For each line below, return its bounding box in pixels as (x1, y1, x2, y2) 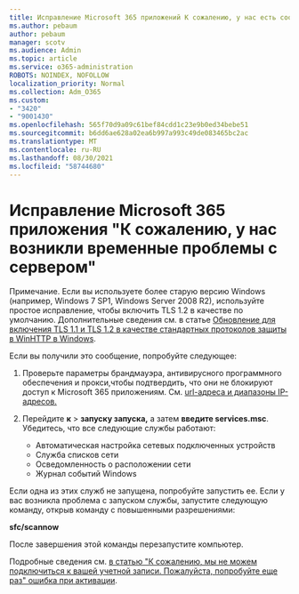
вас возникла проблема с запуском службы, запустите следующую (9, 495, 269, 506)
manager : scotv (9, 37, 66, 47)
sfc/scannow (9, 522, 60, 533)
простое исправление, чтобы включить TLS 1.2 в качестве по (9, 305, 244, 316)
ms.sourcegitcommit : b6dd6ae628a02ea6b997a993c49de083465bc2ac (9, 129, 249, 138)
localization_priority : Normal (9, 79, 125, 88)
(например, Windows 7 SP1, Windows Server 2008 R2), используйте (9, 295, 265, 307)
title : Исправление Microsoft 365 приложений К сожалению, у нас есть (9, 12, 277, 22)
